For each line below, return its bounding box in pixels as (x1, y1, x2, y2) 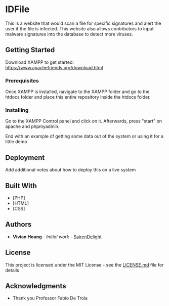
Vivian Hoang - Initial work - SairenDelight (12, 234, 102, 240)
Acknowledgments (5, 282, 67, 290)
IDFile (5, 4, 30, 15)
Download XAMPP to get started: (5, 59, 74, 65)
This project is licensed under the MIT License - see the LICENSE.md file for (5, 261, 164, 268)
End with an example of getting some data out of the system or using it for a (5, 133, 163, 140)
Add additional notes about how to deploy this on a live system (5, 167, 136, 173)
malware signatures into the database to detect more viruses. (5, 31, 133, 37)
